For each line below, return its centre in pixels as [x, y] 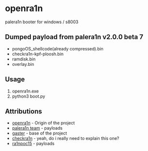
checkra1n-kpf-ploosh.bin [38, 54]
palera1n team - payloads [37, 128]
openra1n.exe [25, 91]
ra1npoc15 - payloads [33, 144]
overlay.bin [23, 64]
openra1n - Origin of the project [43, 123]
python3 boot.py [29, 96]
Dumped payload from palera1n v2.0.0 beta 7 [74, 37]
